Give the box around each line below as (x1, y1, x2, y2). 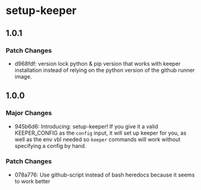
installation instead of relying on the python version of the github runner (14, 66, 196, 74)
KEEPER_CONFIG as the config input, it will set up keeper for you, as (14, 129, 187, 136)
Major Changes (5, 109, 52, 118)
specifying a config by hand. (14, 142, 86, 149)
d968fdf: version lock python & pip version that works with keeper (14, 60, 181, 67)
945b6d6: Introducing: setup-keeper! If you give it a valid (14, 122, 158, 130)
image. (14, 72, 32, 80)
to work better (14, 177, 51, 185)
